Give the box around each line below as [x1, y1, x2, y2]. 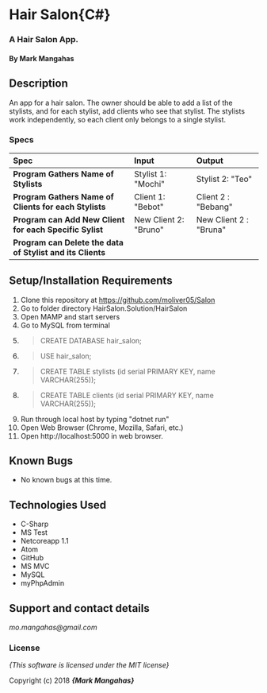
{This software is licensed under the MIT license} [9, 660, 170, 670]
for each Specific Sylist [13, 224, 104, 235]
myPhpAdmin [20, 579, 65, 588]
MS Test [20, 528, 48, 537]
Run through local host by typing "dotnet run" [20, 414, 170, 424]
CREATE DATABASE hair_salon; [40, 335, 142, 345]
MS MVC [20, 562, 50, 571]
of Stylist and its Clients [13, 246, 106, 257]
